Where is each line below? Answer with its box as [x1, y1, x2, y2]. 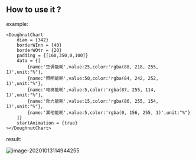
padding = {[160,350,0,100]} [17, 53, 89, 58]
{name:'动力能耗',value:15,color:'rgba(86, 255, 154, [27, 98, 159, 104]
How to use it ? [6, 5, 61, 15]
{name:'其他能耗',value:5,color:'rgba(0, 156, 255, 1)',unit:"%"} [27, 109, 191, 116]
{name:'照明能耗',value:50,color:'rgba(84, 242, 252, [27, 75, 159, 81]
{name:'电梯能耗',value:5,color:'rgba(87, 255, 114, [27, 87, 156, 93]
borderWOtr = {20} [17, 47, 62, 53]
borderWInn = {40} [17, 42, 62, 48]
